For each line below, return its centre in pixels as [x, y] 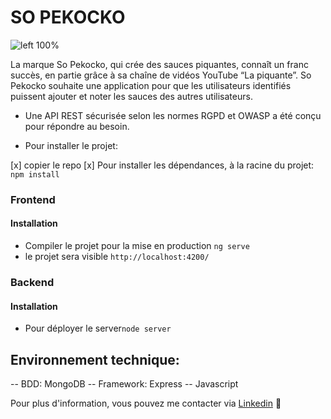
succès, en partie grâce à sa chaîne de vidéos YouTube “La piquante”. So [161, 75]
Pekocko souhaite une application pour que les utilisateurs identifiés [151, 85]
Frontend [33, 199]
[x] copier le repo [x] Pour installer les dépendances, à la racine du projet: [162, 165]
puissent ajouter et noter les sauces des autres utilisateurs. [131, 96]
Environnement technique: [95, 359]
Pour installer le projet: [71, 145]
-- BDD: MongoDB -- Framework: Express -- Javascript [124, 384]
